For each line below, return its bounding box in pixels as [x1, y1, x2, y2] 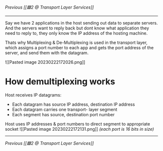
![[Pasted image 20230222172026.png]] [5, 59, 86, 65]
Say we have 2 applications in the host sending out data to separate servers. [5, 20, 158, 26]
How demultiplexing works [5, 76, 115, 87]
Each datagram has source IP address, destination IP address [12, 101, 135, 107]
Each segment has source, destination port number [12, 111, 115, 117]
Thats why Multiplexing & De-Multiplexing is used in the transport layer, [5, 40, 148, 45]
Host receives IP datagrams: [5, 92, 62, 98]
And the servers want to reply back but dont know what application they [5, 25, 149, 31]
